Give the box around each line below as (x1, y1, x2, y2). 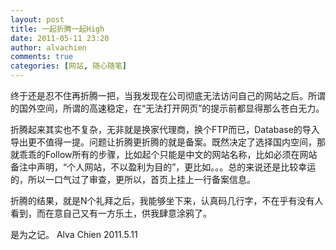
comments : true (10, 52, 74, 62)
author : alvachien (10, 42, 87, 53)
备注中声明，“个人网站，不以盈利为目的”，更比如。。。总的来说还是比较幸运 (10, 161, 317, 173)
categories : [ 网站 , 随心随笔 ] (10, 61, 127, 71)
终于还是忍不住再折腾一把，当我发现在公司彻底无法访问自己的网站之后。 (10, 90, 308, 101)
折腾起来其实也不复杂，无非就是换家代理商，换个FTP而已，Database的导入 (10, 124, 320, 135)
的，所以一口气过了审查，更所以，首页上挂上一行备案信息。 (10, 174, 256, 185)
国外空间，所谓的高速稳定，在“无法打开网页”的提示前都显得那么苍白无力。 (18, 102, 325, 114)
